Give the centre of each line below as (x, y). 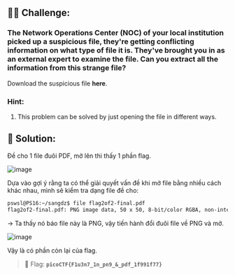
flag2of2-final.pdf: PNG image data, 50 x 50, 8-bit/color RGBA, (104, 210)
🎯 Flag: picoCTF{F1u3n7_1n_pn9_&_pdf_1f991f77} (93, 264)
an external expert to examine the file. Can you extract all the (113, 59)
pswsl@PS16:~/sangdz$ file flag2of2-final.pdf (76, 203)
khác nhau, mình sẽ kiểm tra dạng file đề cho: (73, 190)
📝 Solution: (31, 139)
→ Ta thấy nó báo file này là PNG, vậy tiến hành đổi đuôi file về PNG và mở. (115, 223)
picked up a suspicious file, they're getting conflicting (101, 41)
